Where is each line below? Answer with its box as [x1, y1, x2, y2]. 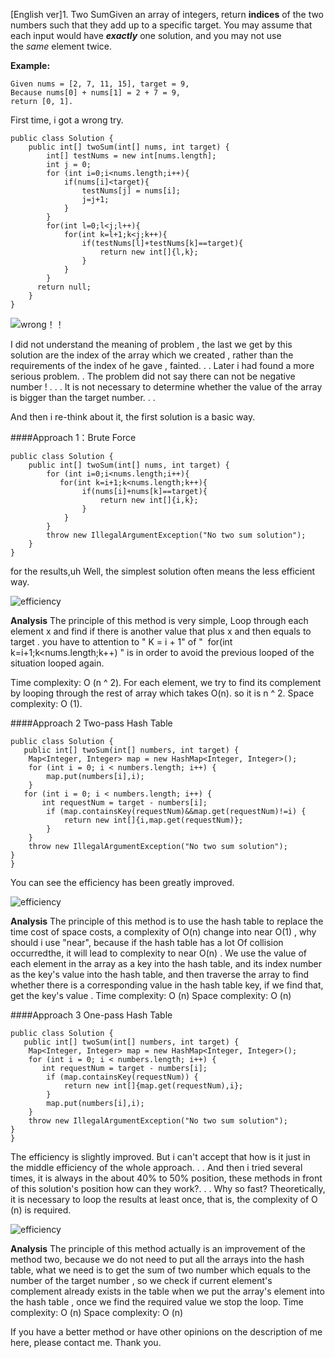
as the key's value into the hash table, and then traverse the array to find [10, 969, 310, 980]
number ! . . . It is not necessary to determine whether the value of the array [10, 381, 323, 393]
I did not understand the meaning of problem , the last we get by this [10, 339, 293, 350]
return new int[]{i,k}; [99, 495, 199, 505]
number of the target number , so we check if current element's [10, 1275, 273, 1286]
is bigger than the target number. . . [10, 392, 156, 403]
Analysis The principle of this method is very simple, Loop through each [10, 615, 309, 626]
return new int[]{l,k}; [99, 247, 199, 257]
